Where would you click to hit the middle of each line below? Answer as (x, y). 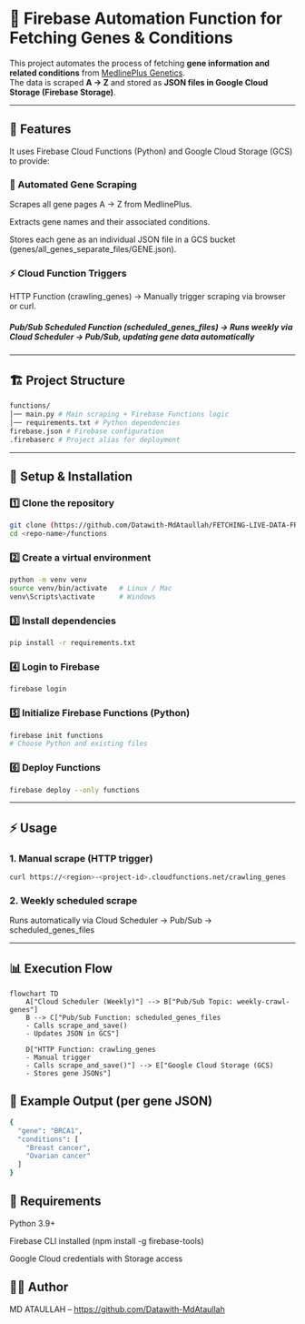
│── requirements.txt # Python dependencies (95, 422)
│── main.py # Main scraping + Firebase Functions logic (119, 414)
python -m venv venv (49, 580)
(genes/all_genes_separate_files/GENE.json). (93, 249)
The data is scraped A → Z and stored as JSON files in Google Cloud (139, 82)
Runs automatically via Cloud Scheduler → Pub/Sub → (111, 920)
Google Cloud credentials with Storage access (96, 1258)
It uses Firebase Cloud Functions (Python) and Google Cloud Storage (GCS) (151, 151)
